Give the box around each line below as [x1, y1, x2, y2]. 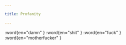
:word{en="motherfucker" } [4, 35, 62, 41]
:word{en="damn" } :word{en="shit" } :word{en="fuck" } [4, 29, 121, 35]
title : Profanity [4, 11, 41, 16]
